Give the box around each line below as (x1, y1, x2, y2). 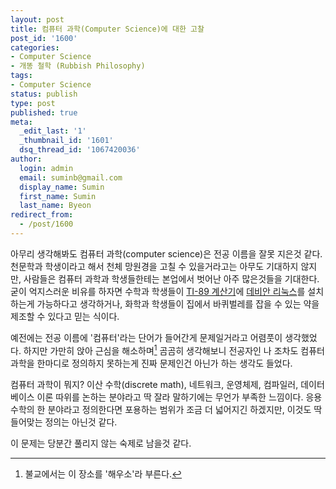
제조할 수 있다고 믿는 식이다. (10, 310, 120, 322)
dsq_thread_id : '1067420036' (19, 145, 141, 155)
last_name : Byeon (19, 201, 92, 211)
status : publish (10, 89, 78, 99)
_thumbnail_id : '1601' (19, 136, 114, 146)
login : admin (19, 163, 74, 173)
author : (10, 154, 43, 164)
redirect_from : (10, 210, 74, 220)
